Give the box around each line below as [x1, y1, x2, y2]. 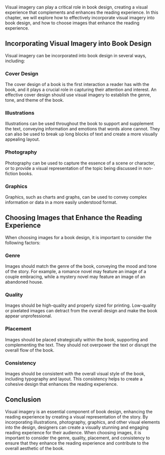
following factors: [5, 240, 41, 246]
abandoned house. [5, 279, 43, 285]
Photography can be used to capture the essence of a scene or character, [5, 160, 155, 166]
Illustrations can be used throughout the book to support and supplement [5, 121, 154, 126]
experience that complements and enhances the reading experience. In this [5, 9, 159, 15]
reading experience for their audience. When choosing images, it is [5, 429, 141, 435]
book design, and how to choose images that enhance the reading [5, 20, 139, 26]
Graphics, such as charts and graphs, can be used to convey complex [5, 194, 147, 200]
